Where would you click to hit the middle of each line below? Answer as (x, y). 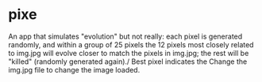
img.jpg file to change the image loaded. (74, 69)
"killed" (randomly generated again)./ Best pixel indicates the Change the (128, 61)
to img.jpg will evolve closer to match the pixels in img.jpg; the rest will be (129, 53)
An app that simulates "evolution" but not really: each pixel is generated (125, 36)
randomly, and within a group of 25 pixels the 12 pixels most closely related (131, 44)
